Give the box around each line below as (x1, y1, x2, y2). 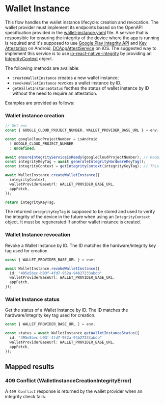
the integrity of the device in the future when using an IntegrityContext (5, 214, 151, 220)
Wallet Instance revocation (5, 231, 71, 238)
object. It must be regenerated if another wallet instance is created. (5, 219, 141, 225)
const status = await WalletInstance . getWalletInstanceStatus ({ (5, 331, 139, 336)
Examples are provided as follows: (5, 100, 75, 106)
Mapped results (5, 362, 55, 371)
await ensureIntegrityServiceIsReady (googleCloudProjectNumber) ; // (5, 155, 148, 160)
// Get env (5, 123, 27, 128)
